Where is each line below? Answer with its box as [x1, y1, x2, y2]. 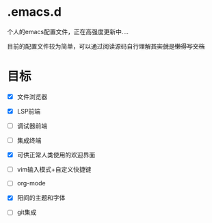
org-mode [16, 179, 46, 187]
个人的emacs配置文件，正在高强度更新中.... [7, 27, 129, 36]
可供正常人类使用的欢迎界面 [16, 151, 96, 159]
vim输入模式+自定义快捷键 [16, 166, 92, 174]
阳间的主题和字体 [16, 194, 66, 202]
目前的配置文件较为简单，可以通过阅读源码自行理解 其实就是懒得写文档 [7, 42, 205, 50]
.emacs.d [7, 4, 62, 20]
